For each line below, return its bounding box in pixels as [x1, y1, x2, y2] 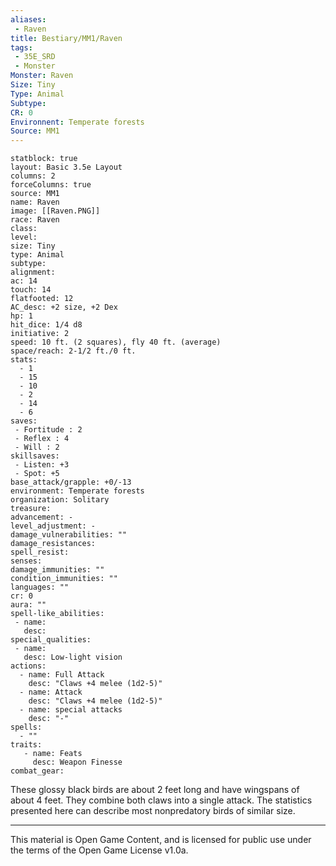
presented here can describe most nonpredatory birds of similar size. [10, 805, 296, 817]
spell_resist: [10, 547, 70, 558]
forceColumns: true [10, 180, 92, 190]
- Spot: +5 [14, 469, 60, 479]
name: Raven [10, 197, 60, 208]
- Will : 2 [14, 442, 60, 453]
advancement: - [10, 512, 74, 523]
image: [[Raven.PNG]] [10, 206, 101, 216]
